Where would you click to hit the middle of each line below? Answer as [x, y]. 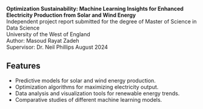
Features [23, 66]
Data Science [23, 28]
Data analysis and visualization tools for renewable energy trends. [97, 93]
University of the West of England [48, 34]
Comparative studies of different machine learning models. [88, 99]
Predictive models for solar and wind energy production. [85, 80]
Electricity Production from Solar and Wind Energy [71, 15]
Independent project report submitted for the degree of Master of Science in [101, 21]
